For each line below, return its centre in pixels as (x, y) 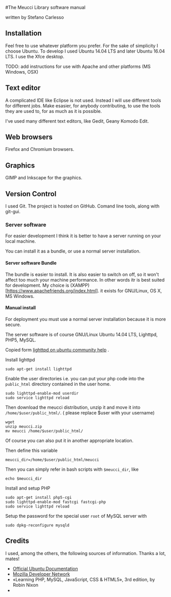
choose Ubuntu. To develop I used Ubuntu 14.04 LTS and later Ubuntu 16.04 (85, 51)
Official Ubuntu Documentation (45, 568)
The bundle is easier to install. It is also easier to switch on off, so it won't (82, 274)
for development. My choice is (37, 285)
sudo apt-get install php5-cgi (39, 497)
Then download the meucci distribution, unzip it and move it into (73, 407)
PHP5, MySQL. (21, 340)
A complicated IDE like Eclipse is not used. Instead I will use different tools (83, 100)
